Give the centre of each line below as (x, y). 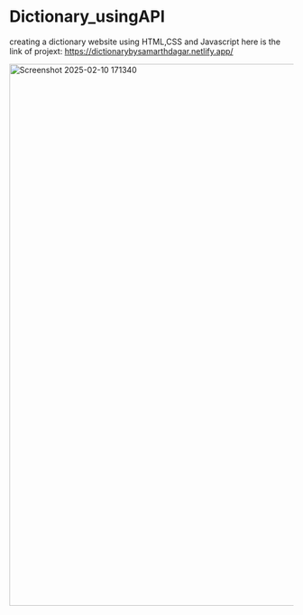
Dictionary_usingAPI (87, 17)
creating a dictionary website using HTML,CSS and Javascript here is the (145, 42)
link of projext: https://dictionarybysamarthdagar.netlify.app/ (121, 51)
